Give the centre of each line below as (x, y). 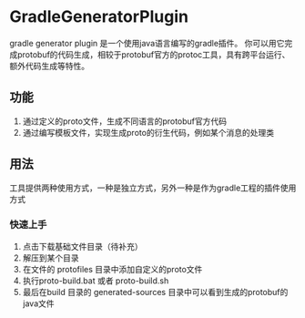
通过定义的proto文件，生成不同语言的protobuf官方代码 (125, 121)
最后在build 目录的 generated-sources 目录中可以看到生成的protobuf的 (155, 292)
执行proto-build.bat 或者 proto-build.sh (96, 281)
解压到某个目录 (51, 258)
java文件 (38, 303)
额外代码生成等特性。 (49, 66)
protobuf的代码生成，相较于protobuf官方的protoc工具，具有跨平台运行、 (153, 54)
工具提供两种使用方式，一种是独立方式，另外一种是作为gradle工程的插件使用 (153, 188)
